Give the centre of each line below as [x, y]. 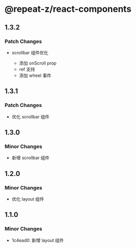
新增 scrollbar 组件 [31, 158]
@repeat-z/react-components [68, 9]
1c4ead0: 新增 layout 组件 [38, 240]
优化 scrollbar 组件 [31, 116]
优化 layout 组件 [28, 199]
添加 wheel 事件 [35, 75]
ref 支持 [27, 69]
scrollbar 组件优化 [30, 52]
